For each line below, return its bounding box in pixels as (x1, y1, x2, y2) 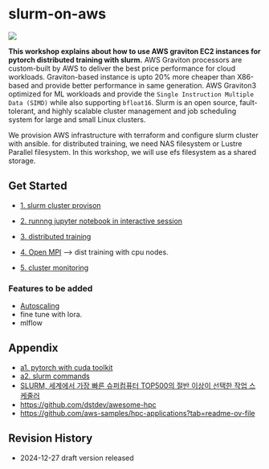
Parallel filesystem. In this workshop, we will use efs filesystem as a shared (8, 147, 257, 157)
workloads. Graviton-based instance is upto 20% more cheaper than (8, 71, 235, 81)
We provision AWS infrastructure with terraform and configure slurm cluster (8, 130, 259, 140)
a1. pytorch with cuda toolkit (19, 362, 113, 372)
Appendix (8, 341, 59, 355)
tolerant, (8, 106, 36, 116)
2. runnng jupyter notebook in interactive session (19, 216, 183, 226)
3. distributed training (19, 231, 92, 241)
